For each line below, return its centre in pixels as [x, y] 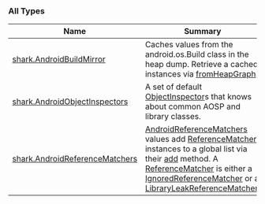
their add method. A [181, 159]
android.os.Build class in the [197, 54]
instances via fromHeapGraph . [202, 74]
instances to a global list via [196, 149]
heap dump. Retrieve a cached [202, 65]
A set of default [174, 87]
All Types [26, 11]
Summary [203, 32]
